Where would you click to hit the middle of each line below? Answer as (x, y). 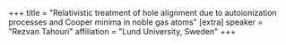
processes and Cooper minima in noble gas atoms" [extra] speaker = (136, 22)
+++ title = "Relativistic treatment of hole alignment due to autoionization (143, 13)
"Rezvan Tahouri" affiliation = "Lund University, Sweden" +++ (122, 31)
